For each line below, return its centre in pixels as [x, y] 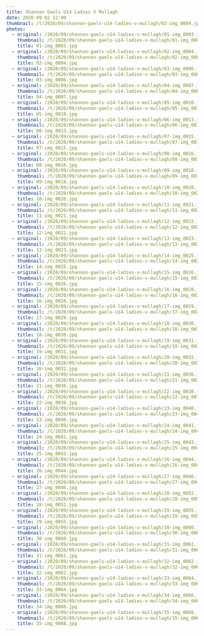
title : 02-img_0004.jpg [47, 63]
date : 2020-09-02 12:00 [36, 18]
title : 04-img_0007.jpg [47, 97]
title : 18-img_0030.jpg [47, 335]
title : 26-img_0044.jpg [47, 471]
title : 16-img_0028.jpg [47, 301]
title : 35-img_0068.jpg [47, 624]
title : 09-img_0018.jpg [47, 182]
